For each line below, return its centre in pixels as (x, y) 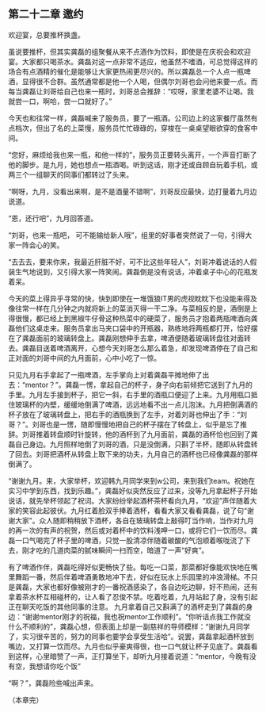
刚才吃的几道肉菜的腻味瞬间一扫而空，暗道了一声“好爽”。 (115, 550)
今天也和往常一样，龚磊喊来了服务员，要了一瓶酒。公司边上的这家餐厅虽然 (129, 118)
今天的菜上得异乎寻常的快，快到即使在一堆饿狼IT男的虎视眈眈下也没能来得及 (133, 298)
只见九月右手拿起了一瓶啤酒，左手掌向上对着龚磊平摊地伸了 (105, 374)
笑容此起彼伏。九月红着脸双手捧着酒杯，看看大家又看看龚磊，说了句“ (135, 511)
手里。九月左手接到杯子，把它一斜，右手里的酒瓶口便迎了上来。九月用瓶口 (129, 394)
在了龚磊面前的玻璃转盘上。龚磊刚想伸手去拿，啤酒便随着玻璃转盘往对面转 (129, 338)
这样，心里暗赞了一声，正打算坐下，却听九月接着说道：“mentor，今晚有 (132, 656)
